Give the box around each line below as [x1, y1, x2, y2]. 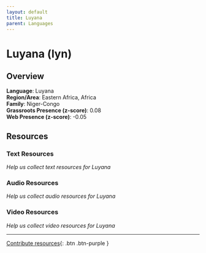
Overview [6, 71, 45, 81]
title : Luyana [6, 15, 43, 21]
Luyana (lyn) [6, 47, 72, 61]
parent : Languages [6, 20, 53, 26]
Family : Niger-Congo [6, 100, 60, 108]
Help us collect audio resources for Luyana [6, 192, 116, 200]
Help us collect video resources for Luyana [6, 222, 115, 229]
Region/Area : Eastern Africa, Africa [6, 94, 97, 101]
